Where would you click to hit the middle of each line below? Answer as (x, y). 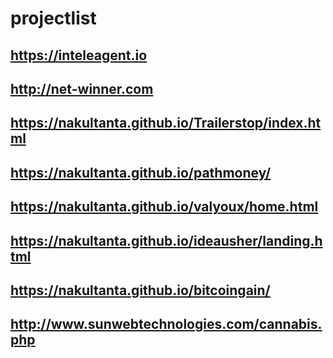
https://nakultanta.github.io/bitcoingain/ (140, 290)
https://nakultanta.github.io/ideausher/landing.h (166, 240)
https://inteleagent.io (79, 55)
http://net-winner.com (82, 88)
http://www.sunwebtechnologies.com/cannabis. (166, 324)
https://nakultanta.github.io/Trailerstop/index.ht (166, 123)
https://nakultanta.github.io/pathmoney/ (141, 172)
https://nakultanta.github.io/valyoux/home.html (164, 207)
